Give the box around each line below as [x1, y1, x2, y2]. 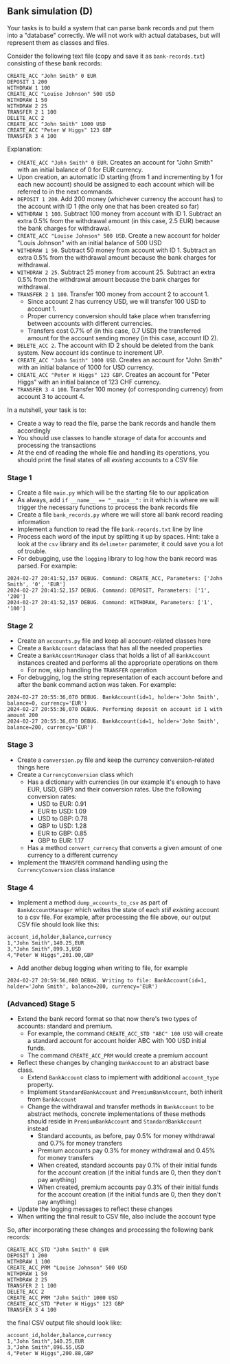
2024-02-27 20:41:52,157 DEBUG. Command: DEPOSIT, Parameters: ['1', [7, 587, 211, 595]
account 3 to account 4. [16, 392, 85, 400]
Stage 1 [7, 473, 32, 482]
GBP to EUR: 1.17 [37, 836, 84, 845]
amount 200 [7, 712, 38, 719]
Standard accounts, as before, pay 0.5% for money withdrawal [37, 1132, 215, 1140]
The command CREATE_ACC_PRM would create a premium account [27, 1051, 208, 1060]
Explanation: [7, 145, 43, 153]
